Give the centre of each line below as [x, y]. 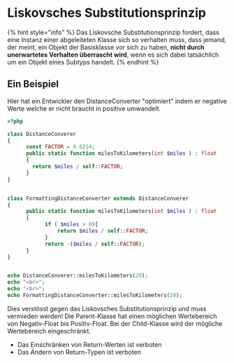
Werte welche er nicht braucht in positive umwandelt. [84, 108]
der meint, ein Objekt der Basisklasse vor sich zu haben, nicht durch [106, 47]
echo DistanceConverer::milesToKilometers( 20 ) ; [78, 276]
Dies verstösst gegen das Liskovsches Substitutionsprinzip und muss [107, 308]
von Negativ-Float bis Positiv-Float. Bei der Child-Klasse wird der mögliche [115, 323]
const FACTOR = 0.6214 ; [60, 147]
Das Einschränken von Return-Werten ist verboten [89, 344]
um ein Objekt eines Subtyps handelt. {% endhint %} [83, 62]
